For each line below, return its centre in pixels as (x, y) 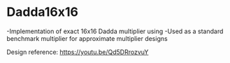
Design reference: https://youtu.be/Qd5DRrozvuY (78, 52)
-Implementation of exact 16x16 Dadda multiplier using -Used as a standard (115, 31)
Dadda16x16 (42, 12)
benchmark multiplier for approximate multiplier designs (87, 38)
